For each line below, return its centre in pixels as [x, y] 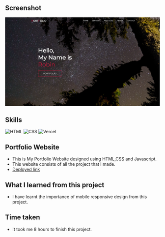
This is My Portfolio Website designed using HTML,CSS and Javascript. [84, 159]
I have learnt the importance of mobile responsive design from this [80, 197]
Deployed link [26, 170]
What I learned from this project [55, 185]
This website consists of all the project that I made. [64, 164]
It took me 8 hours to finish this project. [52, 229]
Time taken [23, 218]
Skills [14, 120]
